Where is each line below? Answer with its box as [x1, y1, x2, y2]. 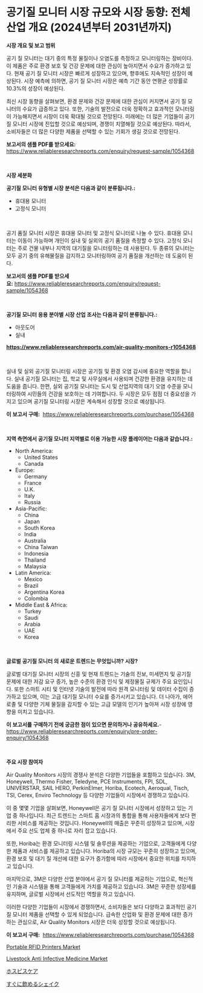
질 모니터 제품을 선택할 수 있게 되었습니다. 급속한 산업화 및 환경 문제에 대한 [6, 910, 182, 918]
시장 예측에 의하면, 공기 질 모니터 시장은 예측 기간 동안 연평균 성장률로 [24, 77, 188, 85]
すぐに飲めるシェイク [6, 980, 59, 988]
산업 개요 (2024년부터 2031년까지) [6, 21, 172, 34]
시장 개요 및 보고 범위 [6, 42, 56, 49]
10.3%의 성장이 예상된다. [6, 85, 65, 92]
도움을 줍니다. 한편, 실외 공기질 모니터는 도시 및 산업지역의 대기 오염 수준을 [6, 382, 182, 390]
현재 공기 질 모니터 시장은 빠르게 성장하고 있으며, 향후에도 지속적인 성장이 [14, 69, 187, 77]
